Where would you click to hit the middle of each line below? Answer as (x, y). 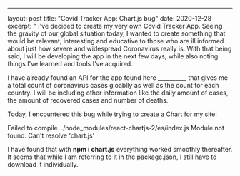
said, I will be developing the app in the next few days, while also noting (113, 56)
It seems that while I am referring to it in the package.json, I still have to (112, 157)
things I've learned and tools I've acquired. (70, 64)
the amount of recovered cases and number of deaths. (88, 100)
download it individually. (43, 164)
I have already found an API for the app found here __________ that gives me (118, 78)
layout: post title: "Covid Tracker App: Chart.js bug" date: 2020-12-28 (110, 18)
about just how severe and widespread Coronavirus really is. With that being (120, 48)
